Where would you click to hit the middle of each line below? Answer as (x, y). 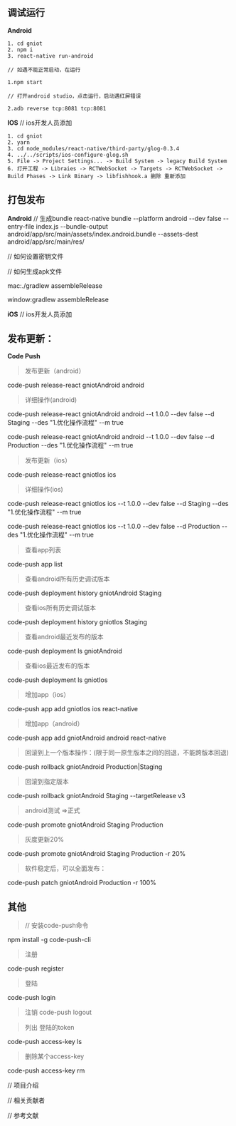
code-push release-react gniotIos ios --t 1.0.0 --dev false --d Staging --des (118, 504)
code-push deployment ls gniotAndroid (65, 651)
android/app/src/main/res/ (46, 242)
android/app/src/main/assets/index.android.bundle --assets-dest (103, 234)
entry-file (21, 226)
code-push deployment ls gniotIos (58, 680)
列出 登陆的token (49, 1028)
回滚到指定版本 (47, 782)
